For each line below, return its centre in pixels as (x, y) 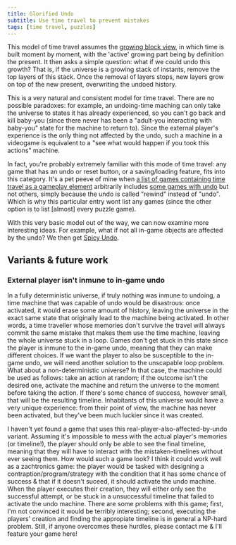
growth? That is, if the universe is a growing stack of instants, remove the (114, 69)
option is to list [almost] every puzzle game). (72, 209)
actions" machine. (33, 151)
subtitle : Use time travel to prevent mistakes (79, 20)
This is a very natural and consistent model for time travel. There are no (111, 98)
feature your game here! (42, 534)
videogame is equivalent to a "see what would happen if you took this (108, 143)
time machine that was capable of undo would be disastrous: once (104, 303)
